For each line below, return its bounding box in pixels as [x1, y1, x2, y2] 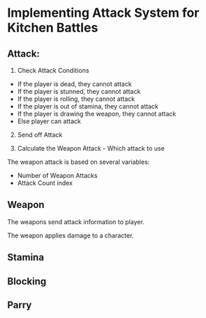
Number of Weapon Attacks [17, 172, 98, 179]
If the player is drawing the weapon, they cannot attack [17, 110, 177, 118]
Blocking [7, 275, 47, 287]
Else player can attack [17, 117, 82, 125]
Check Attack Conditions [17, 67, 89, 74]
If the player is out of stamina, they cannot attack [17, 102, 159, 110]
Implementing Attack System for [7, 5, 200, 21]
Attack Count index [17, 179, 73, 187]
